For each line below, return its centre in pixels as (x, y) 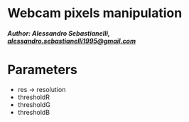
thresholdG (34, 104)
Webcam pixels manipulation (95, 13)
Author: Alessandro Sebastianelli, (59, 33)
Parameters (43, 70)
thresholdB (34, 112)
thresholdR (33, 97)
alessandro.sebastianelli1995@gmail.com (72, 41)
